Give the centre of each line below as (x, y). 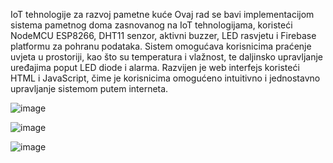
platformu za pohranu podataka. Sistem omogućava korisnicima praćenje (161, 46)
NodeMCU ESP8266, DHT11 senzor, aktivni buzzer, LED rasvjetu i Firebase (163, 35)
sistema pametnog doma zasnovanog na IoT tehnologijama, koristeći (151, 25)
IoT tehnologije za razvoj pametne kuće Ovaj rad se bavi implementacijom (162, 14)
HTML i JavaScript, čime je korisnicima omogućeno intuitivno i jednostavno (165, 78)
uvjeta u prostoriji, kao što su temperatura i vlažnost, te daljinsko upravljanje (167, 57)
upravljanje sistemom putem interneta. (89, 88)
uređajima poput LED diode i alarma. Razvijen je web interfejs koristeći (155, 67)
